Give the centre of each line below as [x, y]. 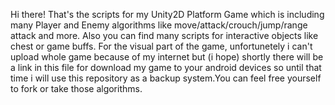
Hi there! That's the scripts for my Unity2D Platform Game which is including [167, 14]
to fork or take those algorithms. [76, 88]
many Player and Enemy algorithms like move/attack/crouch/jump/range [159, 25]
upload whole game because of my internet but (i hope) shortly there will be [167, 57]
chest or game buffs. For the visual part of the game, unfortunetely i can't [161, 46]
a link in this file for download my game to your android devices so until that [166, 67]
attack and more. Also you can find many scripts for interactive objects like [164, 35]
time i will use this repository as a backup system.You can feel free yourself [166, 78]
